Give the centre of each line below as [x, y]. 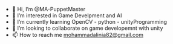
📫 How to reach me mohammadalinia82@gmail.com [78, 35]
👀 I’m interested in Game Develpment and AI [67, 15]
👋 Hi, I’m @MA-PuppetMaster [49, 9]
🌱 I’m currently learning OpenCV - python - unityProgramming [90, 22]
